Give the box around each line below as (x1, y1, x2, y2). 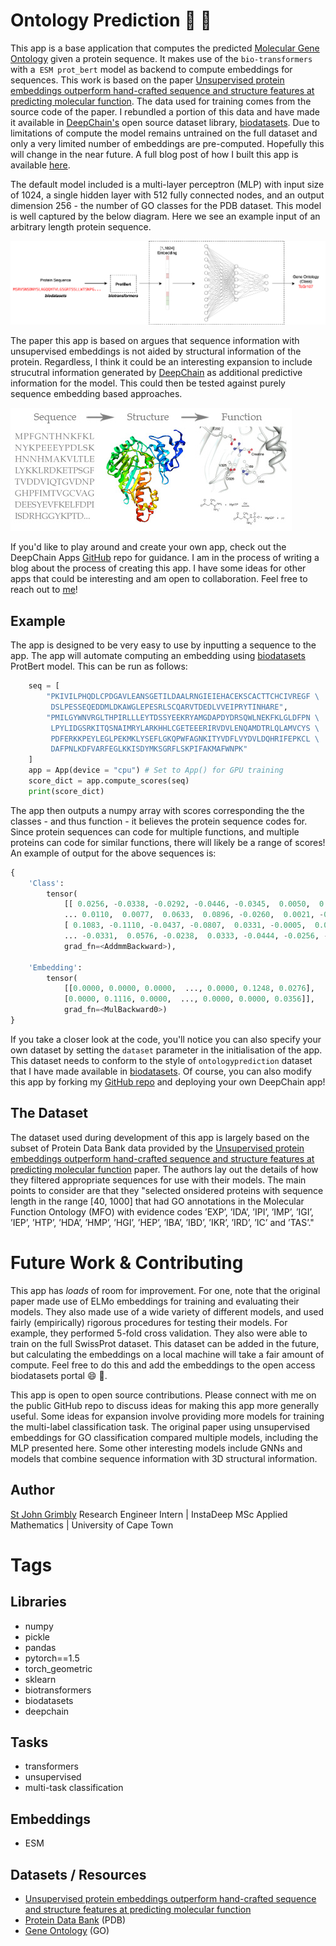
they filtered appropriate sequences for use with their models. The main (10, 1174, 307, 1186)
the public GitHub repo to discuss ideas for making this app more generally (10, 1399, 320, 1411)
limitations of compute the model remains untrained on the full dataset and (10, 127, 318, 139)
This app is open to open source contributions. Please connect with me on (10, 1389, 317, 1401)
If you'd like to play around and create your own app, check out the (10, 541, 287, 553)
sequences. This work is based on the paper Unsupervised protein (10, 74, 285, 86)
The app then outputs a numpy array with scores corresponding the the (10, 804, 305, 816)
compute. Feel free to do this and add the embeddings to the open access (10, 1359, 316, 1371)
